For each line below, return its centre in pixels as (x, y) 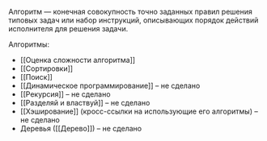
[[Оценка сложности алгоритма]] (78, 60)
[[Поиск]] (36, 77)
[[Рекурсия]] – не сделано (65, 94)
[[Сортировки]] (47, 68)
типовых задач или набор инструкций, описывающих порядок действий (133, 20)
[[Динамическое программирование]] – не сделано (110, 85)
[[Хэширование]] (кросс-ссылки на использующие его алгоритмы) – (139, 111)
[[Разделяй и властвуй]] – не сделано (85, 103)
